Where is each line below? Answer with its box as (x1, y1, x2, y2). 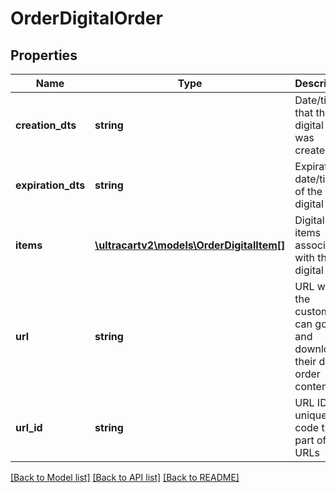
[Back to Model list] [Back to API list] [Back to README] (10, 472, 240, 483)
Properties (10, 47, 78, 64)
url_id (15, 421, 43, 434)
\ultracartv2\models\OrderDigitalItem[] (94, 238, 286, 252)
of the (294, 185, 323, 198)
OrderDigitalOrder (10, 7, 163, 30)
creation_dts (15, 118, 77, 132)
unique (294, 408, 328, 422)
